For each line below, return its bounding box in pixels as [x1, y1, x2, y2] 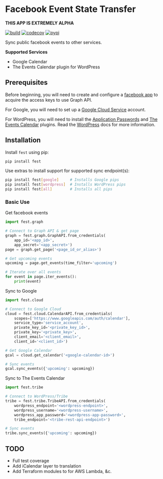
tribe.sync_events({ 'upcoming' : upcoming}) [5, 431, 97, 436]
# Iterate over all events [5, 270, 61, 275]
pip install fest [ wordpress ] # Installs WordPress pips [5, 182, 126, 187]
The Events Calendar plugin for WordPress [12, 64, 100, 70]
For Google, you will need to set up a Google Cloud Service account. [5, 106, 146, 113]
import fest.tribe [5, 385, 43, 390]
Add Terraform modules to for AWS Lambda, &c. [12, 469, 112, 475]
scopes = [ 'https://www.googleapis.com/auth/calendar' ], [14, 316, 131, 321]
